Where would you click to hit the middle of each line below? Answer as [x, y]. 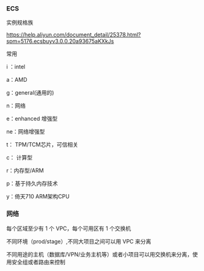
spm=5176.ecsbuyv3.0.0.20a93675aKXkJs [60, 42]
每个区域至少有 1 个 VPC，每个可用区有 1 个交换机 [69, 228]
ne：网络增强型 [26, 132]
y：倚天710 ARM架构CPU [38, 197]
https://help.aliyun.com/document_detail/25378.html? [74, 35]
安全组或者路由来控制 [38, 262]
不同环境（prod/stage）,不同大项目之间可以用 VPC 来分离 [79, 241]
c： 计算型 [19, 157]
